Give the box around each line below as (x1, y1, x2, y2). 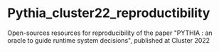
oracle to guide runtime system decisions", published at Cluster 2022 (7, 36, 210, 44)
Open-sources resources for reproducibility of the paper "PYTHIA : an (7, 28, 213, 37)
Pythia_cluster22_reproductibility (7, 5, 210, 21)
